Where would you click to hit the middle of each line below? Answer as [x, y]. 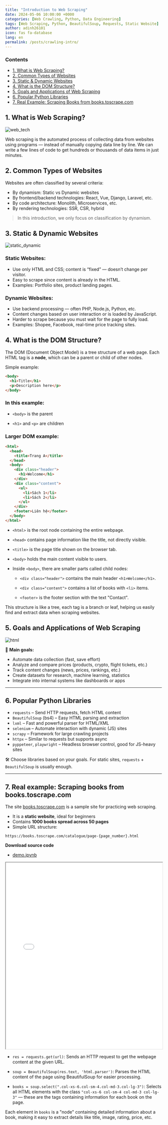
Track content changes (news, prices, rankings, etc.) [66, 670]
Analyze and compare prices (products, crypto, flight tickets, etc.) [80, 664]
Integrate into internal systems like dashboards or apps [69, 680]
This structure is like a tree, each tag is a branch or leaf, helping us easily [80, 607]
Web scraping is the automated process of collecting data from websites [80, 139]
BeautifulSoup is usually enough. [39, 767]
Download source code [30, 845]
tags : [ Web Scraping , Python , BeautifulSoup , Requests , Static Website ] [82, 24]
